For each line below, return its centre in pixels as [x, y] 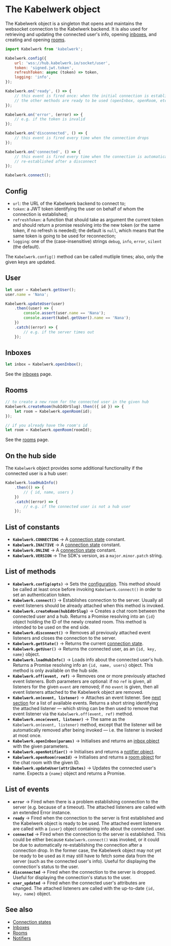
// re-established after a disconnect [55, 161]
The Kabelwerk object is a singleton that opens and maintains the [74, 23]
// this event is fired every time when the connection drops [82, 138]
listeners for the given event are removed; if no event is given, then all [85, 687]
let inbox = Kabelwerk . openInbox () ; [44, 364]
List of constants [33, 527]
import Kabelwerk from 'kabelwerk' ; [44, 49]
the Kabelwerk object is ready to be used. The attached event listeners [87, 823]
